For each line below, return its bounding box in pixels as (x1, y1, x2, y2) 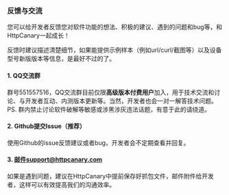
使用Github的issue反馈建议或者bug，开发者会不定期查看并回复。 (7, 138, 190, 146)
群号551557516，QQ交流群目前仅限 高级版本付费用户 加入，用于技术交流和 (7, 88, 215, 96)
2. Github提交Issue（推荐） (7, 122, 86, 131)
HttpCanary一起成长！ (7, 31, 70, 40)
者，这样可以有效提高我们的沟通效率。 (7, 180, 115, 189)
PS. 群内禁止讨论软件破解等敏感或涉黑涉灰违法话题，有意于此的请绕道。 (7, 105, 210, 114)
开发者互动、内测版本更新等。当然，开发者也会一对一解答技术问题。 (25, 96, 217, 105)
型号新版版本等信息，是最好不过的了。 (7, 55, 115, 63)
